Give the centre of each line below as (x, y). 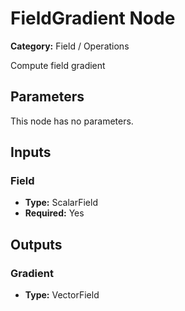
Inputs (31, 152)
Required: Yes (54, 213)
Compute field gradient (58, 65)
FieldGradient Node (93, 18)
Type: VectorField (62, 295)
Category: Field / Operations (70, 46)
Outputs (36, 244)
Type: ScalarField (61, 203)
